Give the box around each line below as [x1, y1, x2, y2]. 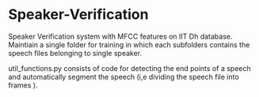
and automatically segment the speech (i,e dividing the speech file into [8, 72, 239, 81]
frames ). [8, 80, 38, 90]
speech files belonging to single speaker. [8, 48, 143, 58]
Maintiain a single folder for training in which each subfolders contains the [8, 39, 250, 49]
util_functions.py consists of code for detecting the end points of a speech [8, 63, 251, 73]
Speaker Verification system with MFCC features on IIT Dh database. [8, 32, 233, 41]
